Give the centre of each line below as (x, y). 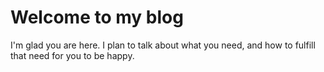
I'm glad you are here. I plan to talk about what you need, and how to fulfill (163, 45)
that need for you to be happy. (72, 55)
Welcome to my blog (97, 17)
